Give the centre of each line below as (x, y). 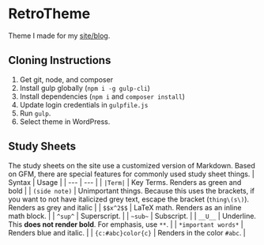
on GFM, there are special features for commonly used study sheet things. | (131, 174)
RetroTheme (49, 14)
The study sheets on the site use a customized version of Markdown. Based (132, 165)
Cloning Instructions (60, 60)
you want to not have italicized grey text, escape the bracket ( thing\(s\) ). (129, 199)
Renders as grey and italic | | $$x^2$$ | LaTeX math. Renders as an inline (125, 207)
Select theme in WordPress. (65, 121)
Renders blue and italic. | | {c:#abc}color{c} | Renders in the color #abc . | (127, 232)
